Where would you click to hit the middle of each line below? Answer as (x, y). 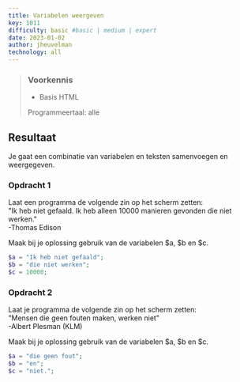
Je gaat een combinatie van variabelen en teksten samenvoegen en (118, 157)
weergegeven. (32, 165)
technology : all (35, 52)
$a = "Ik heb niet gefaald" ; (56, 258)
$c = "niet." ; (32, 371)
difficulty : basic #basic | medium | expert (82, 30)
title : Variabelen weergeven (56, 15)
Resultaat (32, 137)
